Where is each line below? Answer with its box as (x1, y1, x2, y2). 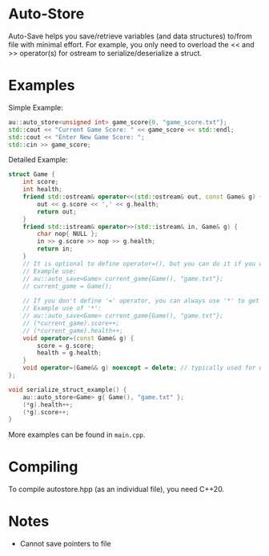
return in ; (37, 245, 74, 253)
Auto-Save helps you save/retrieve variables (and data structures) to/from (8, 31, 252, 41)
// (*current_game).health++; (22, 326, 124, 334)
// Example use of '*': (22, 305, 102, 313)
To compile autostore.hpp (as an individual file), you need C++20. (8, 485, 225, 494)
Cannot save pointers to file (19, 539, 111, 549)
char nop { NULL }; (37, 230, 98, 238)
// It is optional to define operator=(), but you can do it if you (22, 259, 256, 268)
